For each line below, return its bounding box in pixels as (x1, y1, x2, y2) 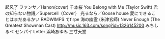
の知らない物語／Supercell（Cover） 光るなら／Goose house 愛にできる (5, 10, 152, 16)
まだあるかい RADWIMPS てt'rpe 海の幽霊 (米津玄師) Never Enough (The (13, 17, 160, 22)
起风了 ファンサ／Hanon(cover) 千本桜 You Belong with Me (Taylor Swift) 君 (5, 4, 158, 10)
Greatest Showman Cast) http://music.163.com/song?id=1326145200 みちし (5, 22, 159, 28)
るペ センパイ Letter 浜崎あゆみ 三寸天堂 (5, 29, 87, 34)
